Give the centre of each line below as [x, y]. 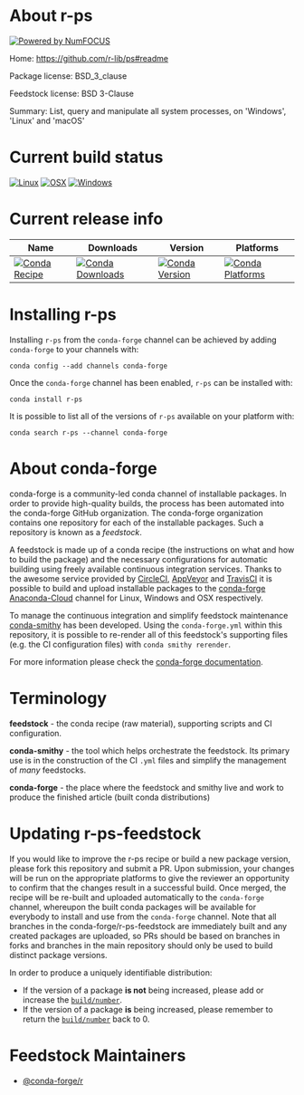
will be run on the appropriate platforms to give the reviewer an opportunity [149, 878]
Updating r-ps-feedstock [105, 833]
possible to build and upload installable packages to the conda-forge [138, 588]
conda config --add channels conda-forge [89, 366]
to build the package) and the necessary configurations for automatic [139, 559]
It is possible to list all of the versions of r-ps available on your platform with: [152, 416]
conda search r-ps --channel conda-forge [89, 432]
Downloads [113, 247]
